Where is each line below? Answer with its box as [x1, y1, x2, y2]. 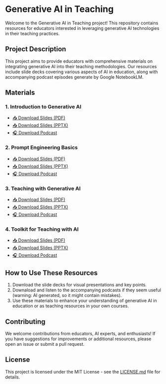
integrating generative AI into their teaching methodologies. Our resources [5, 63, 157, 69]
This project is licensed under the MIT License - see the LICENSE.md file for [5, 369, 161, 375]
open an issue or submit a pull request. [5, 341, 85, 347]
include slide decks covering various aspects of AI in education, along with [5, 69, 158, 75]
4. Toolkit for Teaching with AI [5, 225, 79, 232]
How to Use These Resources [5, 269, 98, 277]
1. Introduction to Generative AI [5, 103, 82, 110]
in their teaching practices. [5, 30, 60, 36]
